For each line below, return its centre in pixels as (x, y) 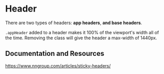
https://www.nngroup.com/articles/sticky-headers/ (58, 65)
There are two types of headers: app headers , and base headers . (74, 23)
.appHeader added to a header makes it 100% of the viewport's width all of (82, 32)
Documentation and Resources (55, 54)
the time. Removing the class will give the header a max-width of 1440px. (81, 38)
